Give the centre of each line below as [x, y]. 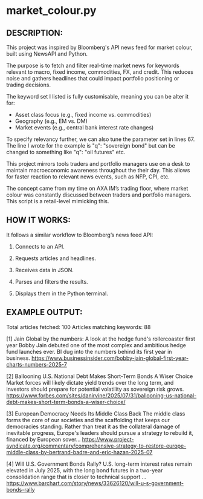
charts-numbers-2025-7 [37, 364]
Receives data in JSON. [44, 270]
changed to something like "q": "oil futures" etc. [66, 152]
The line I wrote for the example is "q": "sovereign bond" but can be [91, 145]
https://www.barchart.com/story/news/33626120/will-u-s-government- [95, 483]
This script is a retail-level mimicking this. [58, 201]
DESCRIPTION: [35, 33]
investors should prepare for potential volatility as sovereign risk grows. [95, 389]
